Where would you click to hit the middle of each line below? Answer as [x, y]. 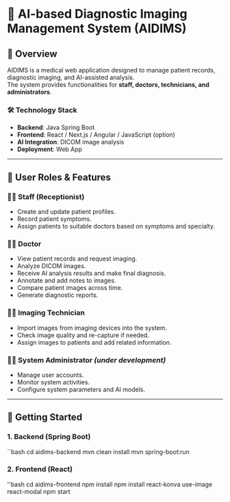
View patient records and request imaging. [77, 259]
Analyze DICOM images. [51, 266]
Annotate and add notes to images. [66, 280]
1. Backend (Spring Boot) [49, 437]
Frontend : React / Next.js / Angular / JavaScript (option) [96, 135]
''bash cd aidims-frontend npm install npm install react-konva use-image [110, 484]
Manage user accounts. [50, 375]
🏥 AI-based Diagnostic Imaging [97, 14]
